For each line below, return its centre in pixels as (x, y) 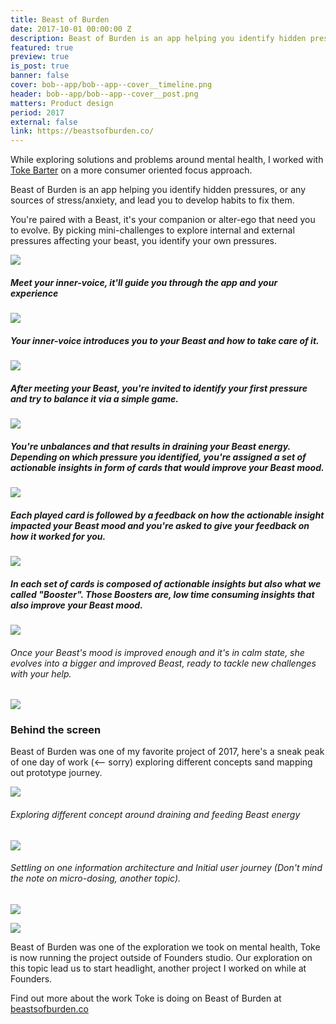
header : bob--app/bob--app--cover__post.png (104, 94)
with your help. (41, 673)
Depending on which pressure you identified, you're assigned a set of (158, 457)
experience (34, 293)
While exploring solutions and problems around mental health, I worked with (167, 160)
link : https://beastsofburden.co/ (82, 131)
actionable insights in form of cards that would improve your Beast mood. (167, 467)
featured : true (42, 47)
